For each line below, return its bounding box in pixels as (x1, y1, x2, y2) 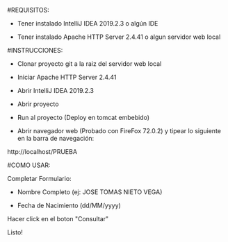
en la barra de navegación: (17, 135, 95, 142)
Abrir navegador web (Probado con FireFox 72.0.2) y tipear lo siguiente (17, 127, 221, 135)
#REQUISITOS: (7, 6, 50, 14)
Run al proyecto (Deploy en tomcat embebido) (17, 114, 150, 121)
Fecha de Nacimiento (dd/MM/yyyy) (17, 201, 122, 209)
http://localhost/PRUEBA (7, 148, 78, 155)
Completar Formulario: (7, 175, 72, 182)
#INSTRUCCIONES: (7, 46, 63, 54)
